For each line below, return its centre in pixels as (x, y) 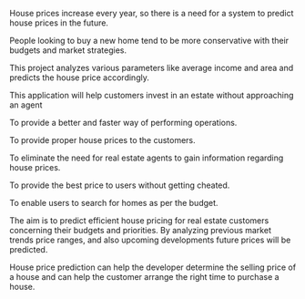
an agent (26, 105)
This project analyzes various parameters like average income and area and (152, 68)
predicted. (29, 249)
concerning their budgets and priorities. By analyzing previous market (140, 230)
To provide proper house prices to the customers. (102, 140)
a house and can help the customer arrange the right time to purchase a (144, 277)
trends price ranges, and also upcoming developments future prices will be (150, 240)
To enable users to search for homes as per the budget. (114, 203)
